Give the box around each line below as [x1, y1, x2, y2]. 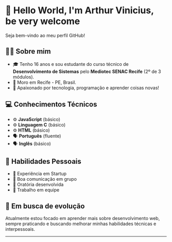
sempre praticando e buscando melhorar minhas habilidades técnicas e [5, 221, 157, 227]
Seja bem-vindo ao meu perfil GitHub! [5, 32, 85, 38]
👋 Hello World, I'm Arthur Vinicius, [5, 5, 154, 16]
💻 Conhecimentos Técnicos [5, 100, 97, 109]
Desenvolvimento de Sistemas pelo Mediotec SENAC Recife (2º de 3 [12, 68, 161, 75]
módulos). [12, 74, 34, 80]
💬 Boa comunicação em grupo [12, 176, 77, 182]
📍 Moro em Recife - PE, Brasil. [12, 79, 77, 85]
